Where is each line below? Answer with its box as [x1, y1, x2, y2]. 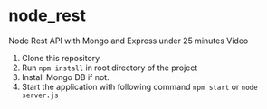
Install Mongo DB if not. [21, 71, 110, 82]
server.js [21, 91, 60, 100]
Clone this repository [21, 52, 100, 63]
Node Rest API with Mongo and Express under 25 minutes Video [8, 35, 249, 46]
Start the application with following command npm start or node [21, 81, 259, 92]
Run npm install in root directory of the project [21, 62, 198, 73]
